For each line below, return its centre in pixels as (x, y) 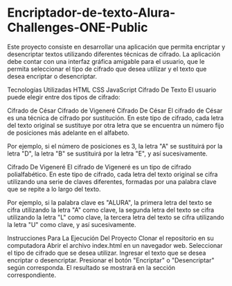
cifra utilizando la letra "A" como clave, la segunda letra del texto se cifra (111, 210)
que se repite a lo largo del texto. (54, 189)
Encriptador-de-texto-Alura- (91, 13)
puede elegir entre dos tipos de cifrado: (64, 97)
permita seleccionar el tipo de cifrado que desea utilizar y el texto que (107, 69)
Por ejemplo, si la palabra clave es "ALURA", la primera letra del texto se (110, 202)
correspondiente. (32, 275)
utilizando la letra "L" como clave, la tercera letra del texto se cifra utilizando (116, 217)
